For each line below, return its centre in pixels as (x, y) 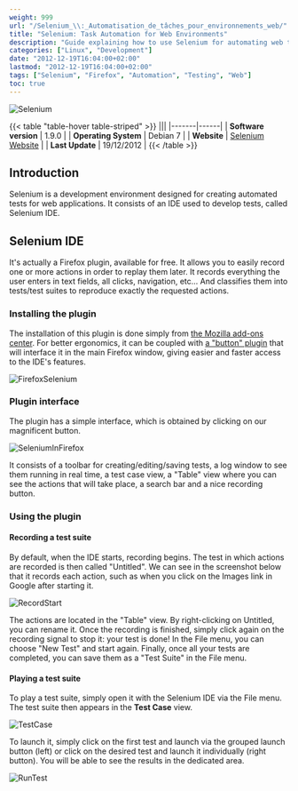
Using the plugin (45, 516)
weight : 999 (31, 17)
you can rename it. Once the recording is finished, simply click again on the (147, 629)
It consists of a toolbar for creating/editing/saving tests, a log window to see (148, 465)
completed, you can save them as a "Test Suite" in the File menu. (128, 658)
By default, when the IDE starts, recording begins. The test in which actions (147, 557)
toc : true (27, 84)
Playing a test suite (45, 678)
